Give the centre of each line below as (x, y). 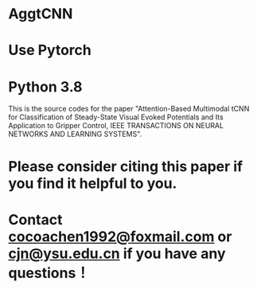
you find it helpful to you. (93, 183)
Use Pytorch (50, 51)
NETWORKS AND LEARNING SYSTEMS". (75, 134)
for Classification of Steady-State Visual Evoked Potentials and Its (116, 117)
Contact (35, 219)
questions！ (49, 273)
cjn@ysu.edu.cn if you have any (117, 254)
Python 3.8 (45, 86)
